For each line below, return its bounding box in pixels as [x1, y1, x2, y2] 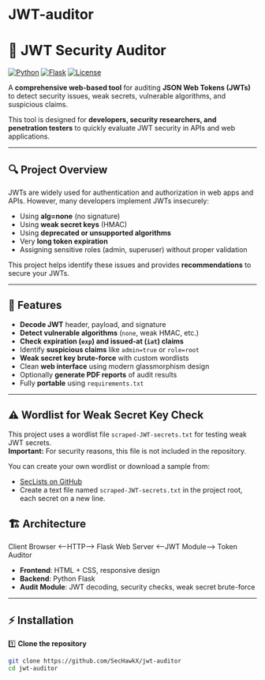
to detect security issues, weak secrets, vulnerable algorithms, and [8, 91, 226, 101]
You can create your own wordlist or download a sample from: [8, 461, 211, 470]
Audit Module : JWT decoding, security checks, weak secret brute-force [19, 582, 256, 592]
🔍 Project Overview [8, 163, 108, 177]
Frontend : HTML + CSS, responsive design [19, 566, 160, 575]
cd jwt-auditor [8, 664, 58, 673]
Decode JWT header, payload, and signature [19, 319, 166, 329]
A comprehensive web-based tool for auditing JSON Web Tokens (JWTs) [8, 83, 251, 92]
